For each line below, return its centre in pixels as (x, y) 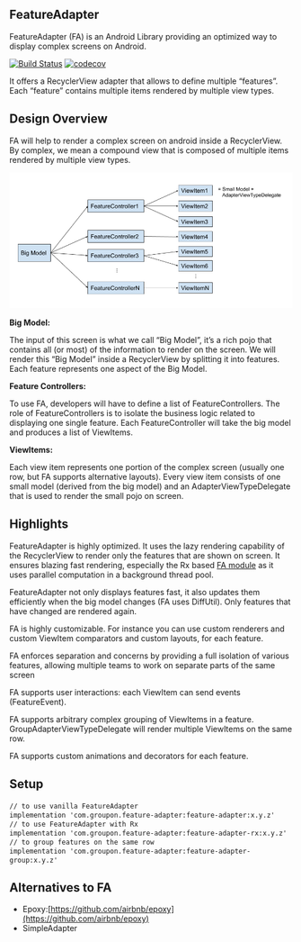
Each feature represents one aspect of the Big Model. (108, 368)
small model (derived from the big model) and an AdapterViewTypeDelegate (150, 486)
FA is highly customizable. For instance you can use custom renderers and (147, 629)
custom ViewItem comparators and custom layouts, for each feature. (136, 638)
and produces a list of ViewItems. (71, 432)
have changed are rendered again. (73, 611)
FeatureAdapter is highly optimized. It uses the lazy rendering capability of (147, 546)
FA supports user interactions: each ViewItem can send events (125, 692)
